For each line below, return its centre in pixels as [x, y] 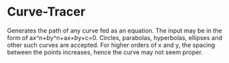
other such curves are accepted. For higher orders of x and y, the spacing [111, 45]
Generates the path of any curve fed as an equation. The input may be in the [114, 30]
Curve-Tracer [46, 12]
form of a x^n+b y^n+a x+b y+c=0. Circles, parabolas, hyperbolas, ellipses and [115, 37]
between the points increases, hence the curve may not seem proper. [105, 52]
